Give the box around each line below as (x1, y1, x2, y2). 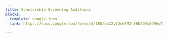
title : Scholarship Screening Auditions (5, 7, 92, 12)
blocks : (5, 12, 22, 17)
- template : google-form (5, 16, 57, 21)
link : (10, 21, 22, 26)
